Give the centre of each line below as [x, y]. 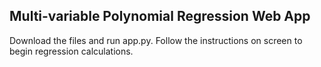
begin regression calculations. [71, 51]
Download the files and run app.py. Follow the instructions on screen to [156, 40]
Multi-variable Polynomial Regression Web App [160, 16]
